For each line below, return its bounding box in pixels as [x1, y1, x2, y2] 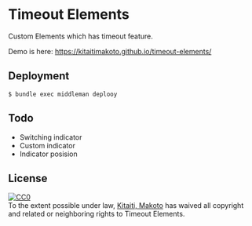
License [8, 171, 48, 185]
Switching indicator [19, 132, 82, 142]
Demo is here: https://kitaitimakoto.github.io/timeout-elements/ [8, 46, 212, 56]
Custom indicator [19, 140, 76, 150]
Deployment [8, 69, 70, 83]
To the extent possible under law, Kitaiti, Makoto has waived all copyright [8, 201, 244, 210]
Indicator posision [19, 149, 79, 159]
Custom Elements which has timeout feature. [8, 31, 153, 41]
